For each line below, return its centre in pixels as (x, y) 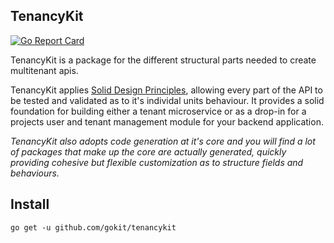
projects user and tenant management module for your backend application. (167, 121)
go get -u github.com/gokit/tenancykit (93, 227)
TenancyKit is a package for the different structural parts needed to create (163, 60)
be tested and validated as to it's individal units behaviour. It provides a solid (167, 100)
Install (30, 204)
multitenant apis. (44, 70)
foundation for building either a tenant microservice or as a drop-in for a (158, 111)
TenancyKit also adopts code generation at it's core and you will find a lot (163, 141)
